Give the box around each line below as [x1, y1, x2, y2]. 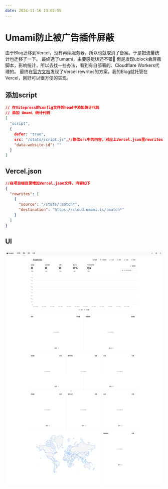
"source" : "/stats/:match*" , [18, 202, 80, 207]
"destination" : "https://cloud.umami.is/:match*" [18, 207, 124, 212]
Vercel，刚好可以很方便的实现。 [5, 74, 71, 80]
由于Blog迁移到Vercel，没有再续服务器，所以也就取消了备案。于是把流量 [5, 49, 155, 55]
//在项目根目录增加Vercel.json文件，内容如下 [5, 181, 91, 186]
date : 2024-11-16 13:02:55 [5, 8, 62, 13]
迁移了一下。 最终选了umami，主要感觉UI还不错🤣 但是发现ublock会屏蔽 [14, 56, 161, 62]
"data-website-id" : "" [14, 142, 62, 147]
